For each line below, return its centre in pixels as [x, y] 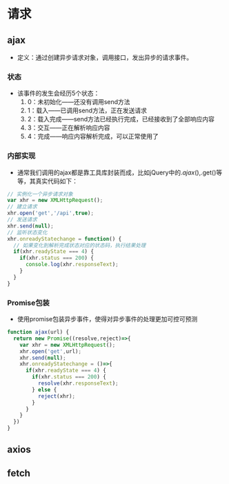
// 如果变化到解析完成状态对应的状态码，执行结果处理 [80, 245]
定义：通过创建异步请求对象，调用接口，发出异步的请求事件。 [105, 57]
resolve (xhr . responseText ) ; [78, 383]
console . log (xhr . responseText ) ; [72, 265]
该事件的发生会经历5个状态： [58, 93]
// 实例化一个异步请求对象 [40, 194]
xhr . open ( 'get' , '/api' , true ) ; [51, 213]
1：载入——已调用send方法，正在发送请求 [87, 110]
